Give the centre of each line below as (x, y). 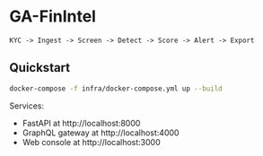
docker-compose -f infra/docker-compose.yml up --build (116, 88)
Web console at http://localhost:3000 (91, 142)
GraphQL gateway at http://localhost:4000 (101, 133)
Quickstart (40, 68)
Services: (27, 106)
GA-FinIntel (53, 17)
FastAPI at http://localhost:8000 (81, 123)
